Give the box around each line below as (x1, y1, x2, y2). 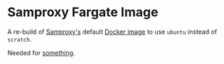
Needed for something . (7, 49, 75, 57)
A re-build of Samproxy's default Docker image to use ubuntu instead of (7, 27, 218, 36)
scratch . (7, 34, 32, 43)
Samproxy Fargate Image (7, 4, 159, 20)
